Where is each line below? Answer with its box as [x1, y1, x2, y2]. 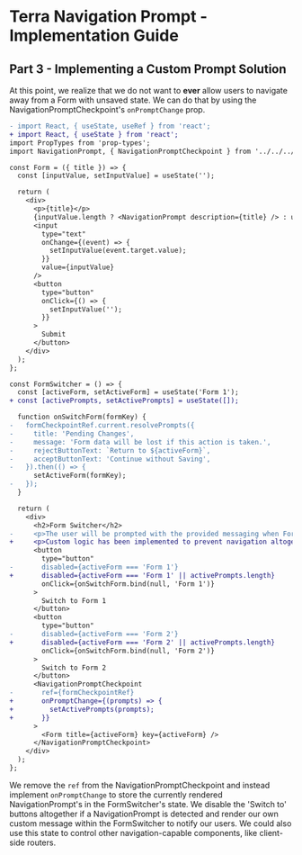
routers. [26, 837, 57, 848]
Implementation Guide [9, 25, 180, 46]
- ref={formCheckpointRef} [9, 688, 135, 697]
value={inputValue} [41, 263, 115, 272]
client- [259, 827, 283, 838]
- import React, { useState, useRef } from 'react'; [9, 121, 211, 130]
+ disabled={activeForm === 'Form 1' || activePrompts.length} [9, 571, 276, 580]
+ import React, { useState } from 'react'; [9, 130, 179, 139]
